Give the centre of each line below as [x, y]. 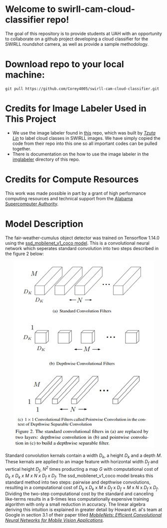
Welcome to [30, 9]
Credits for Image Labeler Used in [76, 109]
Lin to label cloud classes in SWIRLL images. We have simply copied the [86, 138]
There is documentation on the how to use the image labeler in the [81, 154]
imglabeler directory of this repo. [46, 159]
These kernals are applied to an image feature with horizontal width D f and [82, 462]
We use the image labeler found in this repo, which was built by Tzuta [84, 132]
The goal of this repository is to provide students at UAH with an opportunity [83, 33]
